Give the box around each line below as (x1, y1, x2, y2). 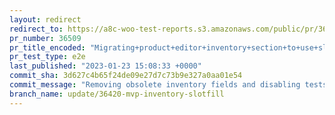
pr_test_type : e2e (9, 52, 86, 62)
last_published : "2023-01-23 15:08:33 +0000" (9, 61, 202, 71)
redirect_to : (9, 24, 64, 34)
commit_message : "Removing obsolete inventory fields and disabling (9, 80, 301, 90)
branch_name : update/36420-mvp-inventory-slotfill (9, 89, 225, 99)
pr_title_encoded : (9, 42, 86, 53)
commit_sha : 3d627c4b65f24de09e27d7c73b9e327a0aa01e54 (9, 71, 243, 81)
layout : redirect (9, 14, 82, 25)
